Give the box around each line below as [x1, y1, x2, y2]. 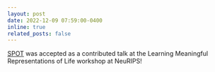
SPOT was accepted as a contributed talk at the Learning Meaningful [7, 49, 209, 58]
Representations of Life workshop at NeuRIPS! [7, 57, 143, 66]
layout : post [7, 10, 46, 18]
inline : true [7, 23, 46, 30]
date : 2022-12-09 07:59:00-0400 [7, 17, 103, 24]
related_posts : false [7, 30, 71, 37]
